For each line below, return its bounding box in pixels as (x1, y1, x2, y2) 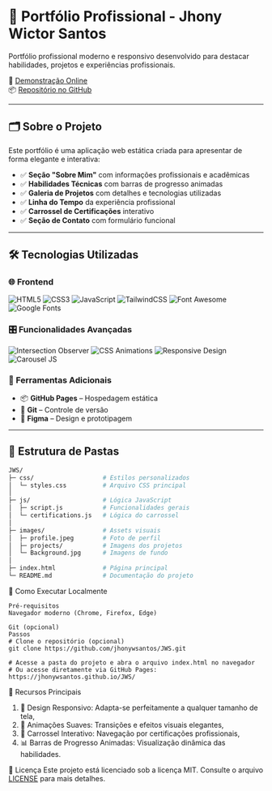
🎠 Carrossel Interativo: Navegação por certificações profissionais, (19, 729, 240, 738)
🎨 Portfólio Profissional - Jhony (8, 7, 223, 26)
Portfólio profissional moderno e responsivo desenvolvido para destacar (8, 51, 249, 61)
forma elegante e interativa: (8, 154, 100, 164)
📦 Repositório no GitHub (8, 84, 92, 94)
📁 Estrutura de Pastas (8, 445, 120, 459)
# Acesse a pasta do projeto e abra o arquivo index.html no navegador (8, 658, 255, 667)
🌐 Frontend (8, 276, 54, 288)
